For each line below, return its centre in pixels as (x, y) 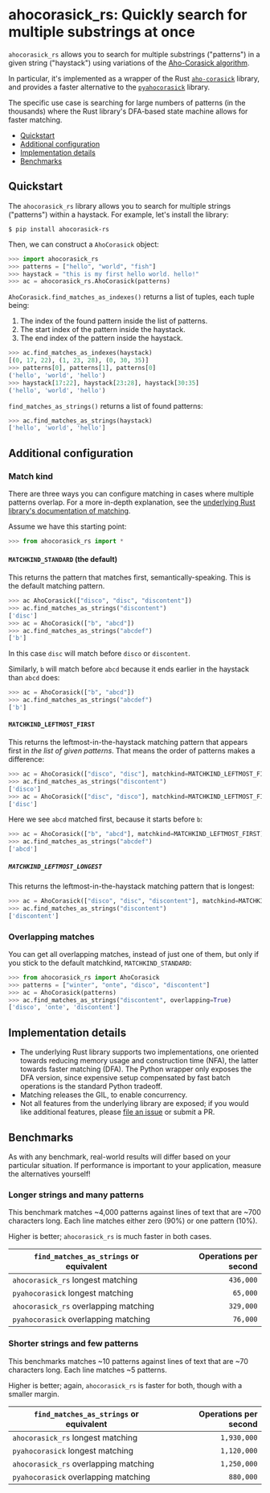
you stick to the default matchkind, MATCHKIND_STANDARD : (100, 963)
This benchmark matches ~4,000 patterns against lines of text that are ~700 (135, 1212)
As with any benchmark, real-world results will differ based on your (120, 1156)
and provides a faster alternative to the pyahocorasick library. (109, 87)
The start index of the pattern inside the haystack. (103, 330)
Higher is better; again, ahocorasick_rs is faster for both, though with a (125, 1385)
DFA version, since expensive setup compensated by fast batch (125, 1078)
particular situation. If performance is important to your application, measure (135, 1165)
